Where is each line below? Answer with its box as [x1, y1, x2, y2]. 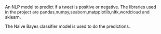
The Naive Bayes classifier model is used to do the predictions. [5, 23, 130, 29]
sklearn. [5, 14, 21, 20]
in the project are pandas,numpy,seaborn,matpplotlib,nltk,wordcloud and [5, 9, 150, 15]
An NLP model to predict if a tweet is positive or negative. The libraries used [5, 4, 156, 10]
